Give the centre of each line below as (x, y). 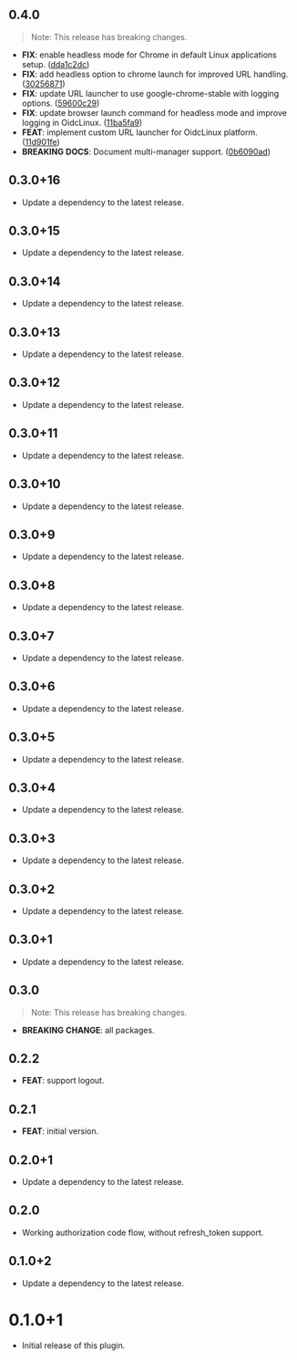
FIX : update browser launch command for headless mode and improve (154, 112)
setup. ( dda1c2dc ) (56, 64)
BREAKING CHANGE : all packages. (88, 1030)
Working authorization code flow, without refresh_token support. (143, 1232)
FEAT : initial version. (60, 1131)
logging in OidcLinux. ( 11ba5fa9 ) (82, 122)
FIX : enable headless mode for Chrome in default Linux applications (149, 55)
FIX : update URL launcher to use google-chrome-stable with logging (150, 93)
